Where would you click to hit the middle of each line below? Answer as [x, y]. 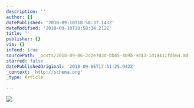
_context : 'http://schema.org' [45, 72]
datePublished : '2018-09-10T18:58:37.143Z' [60, 22]
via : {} [16, 45]
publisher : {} [24, 39]
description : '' [26, 12]
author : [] [19, 17]
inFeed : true [22, 50]
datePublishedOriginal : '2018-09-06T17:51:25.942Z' [71, 66]
